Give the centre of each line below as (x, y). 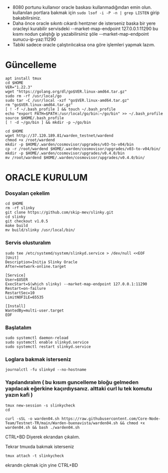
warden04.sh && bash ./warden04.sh (43, 427)
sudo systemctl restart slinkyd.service (48, 347)
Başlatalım (18, 328)
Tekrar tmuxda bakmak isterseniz (40, 446)
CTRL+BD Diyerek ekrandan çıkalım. (43, 437)
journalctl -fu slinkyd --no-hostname (46, 370)
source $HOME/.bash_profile (35, 118)
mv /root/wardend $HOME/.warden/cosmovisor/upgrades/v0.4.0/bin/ (75, 157)
